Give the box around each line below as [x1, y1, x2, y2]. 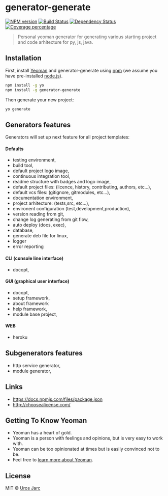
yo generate [5, 106, 30, 112]
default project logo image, [12, 168, 70, 174]
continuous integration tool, [12, 173, 71, 179]
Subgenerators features [5, 349, 83, 357]
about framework [12, 300, 49, 307]
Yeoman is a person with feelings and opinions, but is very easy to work [12, 435, 163, 442]
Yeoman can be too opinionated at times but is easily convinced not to [12, 446, 160, 452]
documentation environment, [12, 195, 74, 201]
